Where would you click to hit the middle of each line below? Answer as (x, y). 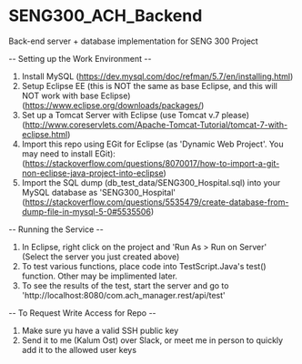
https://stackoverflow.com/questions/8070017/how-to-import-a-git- (152, 163)
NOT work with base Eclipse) (76, 96)
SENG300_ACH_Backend (106, 16)
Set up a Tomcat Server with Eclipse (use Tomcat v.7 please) (136, 115)
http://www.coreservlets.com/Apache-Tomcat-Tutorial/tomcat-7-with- (156, 125)
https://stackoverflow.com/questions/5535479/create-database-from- (157, 202)
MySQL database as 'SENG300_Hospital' (99, 192)
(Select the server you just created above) (101, 257)
